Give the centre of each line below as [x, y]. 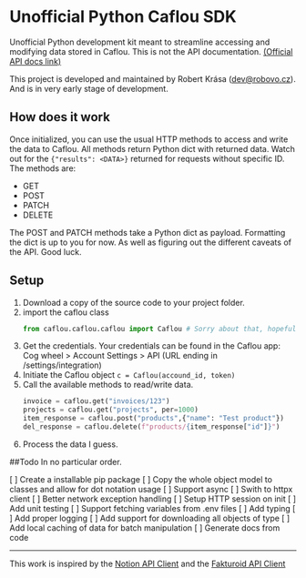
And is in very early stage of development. [89, 88]
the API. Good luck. [46, 251]
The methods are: [43, 168]
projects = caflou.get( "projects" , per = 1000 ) [110, 410]
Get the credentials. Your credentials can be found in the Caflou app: [151, 346]
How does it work [60, 117]
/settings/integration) [62, 365]
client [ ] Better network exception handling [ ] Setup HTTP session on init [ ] [153, 499]
